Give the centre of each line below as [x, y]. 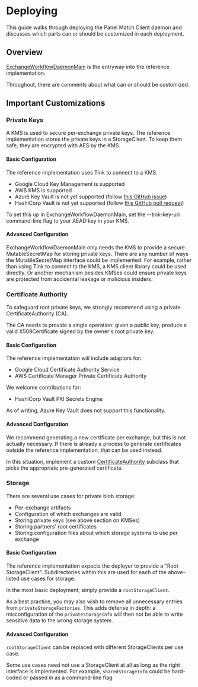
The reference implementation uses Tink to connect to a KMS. [82, 172]
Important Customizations [56, 103]
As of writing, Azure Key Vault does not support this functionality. [86, 410]
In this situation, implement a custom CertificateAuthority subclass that [92, 461]
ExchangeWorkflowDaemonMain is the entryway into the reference [88, 67]
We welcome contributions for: [44, 388]
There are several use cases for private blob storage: [71, 496]
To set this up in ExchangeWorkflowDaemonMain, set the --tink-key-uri [93, 214]
